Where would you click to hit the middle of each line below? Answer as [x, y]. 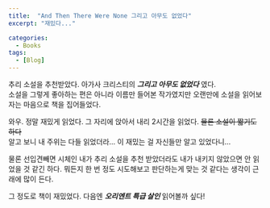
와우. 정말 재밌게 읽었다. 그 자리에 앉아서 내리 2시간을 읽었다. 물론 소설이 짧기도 [133, 121]
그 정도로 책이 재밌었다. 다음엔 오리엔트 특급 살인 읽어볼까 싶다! [107, 196]
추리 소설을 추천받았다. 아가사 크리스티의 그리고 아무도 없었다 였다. [112, 84]
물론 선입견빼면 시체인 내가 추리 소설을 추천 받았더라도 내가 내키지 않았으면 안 [130, 159]
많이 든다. [38, 179]
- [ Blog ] [30, 60]
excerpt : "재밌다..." [42, 23]
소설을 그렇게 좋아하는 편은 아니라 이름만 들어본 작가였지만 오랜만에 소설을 [125, 94]
